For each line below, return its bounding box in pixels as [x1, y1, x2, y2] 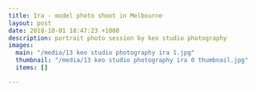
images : [8, 42, 34, 49]
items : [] [15, 64, 48, 72]
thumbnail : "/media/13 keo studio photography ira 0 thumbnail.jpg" [15, 57, 249, 65]
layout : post [8, 19, 52, 27]
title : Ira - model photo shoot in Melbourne [8, 11, 162, 20]
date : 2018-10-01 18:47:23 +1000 [8, 26, 120, 34]
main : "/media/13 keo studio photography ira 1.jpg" [15, 49, 195, 57]
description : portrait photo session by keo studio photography [8, 34, 227, 42]
